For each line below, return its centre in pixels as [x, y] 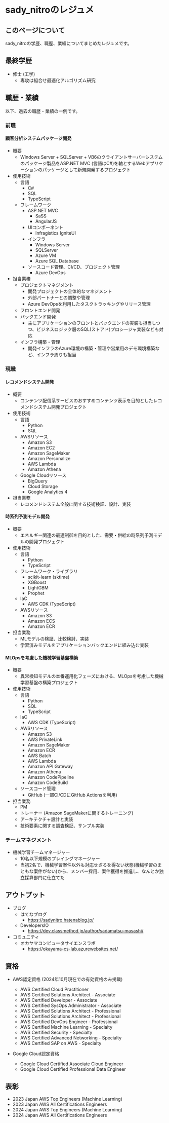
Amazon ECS [41, 621]
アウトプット [25, 895]
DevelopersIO [34, 925]
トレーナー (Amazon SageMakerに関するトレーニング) [77, 813]
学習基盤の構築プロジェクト [49, 683]
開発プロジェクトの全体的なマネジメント [70, 291]
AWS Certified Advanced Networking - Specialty [71, 1038]
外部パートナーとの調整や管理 [59, 297]
